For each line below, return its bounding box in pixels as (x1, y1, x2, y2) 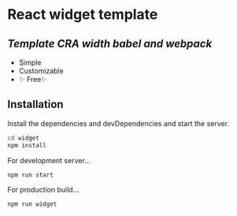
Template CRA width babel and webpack (7, 37, 213, 50)
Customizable (18, 66, 64, 76)
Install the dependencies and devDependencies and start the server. (7, 118, 230, 128)
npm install (7, 141, 46, 149)
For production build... (7, 185, 80, 195)
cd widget (7, 134, 40, 142)
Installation (7, 98, 64, 111)
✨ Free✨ (18, 75, 47, 84)
